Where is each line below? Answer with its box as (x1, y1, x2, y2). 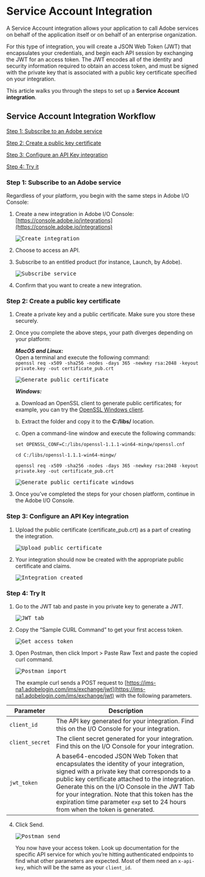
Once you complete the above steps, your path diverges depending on (15, 329, 193, 336)
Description (108, 706, 143, 715)
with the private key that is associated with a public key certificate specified (6, 68, 197, 76)
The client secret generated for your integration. (56, 734, 194, 743)
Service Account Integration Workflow (6, 111, 156, 121)
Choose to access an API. (15, 247, 81, 254)
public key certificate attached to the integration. (56, 774, 195, 783)
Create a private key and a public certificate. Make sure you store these (15, 311, 195, 318)
